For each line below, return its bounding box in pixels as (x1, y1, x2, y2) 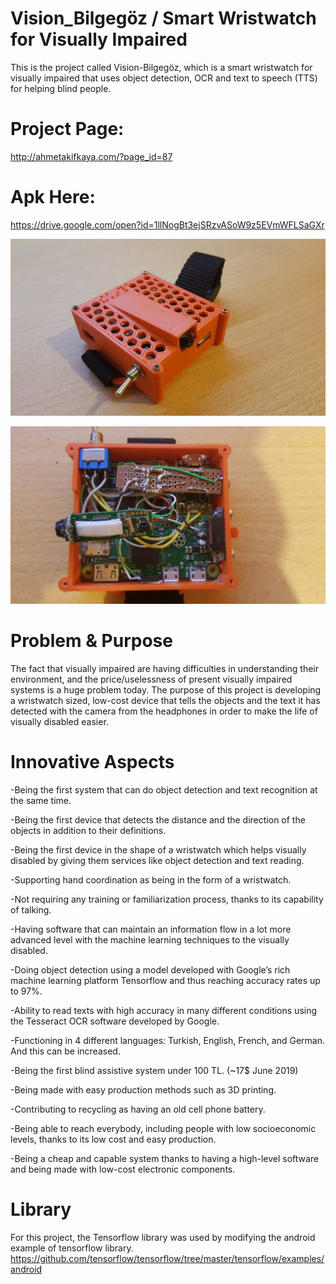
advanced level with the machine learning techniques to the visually (10, 933, 290, 946)
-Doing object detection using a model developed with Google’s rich (10, 963, 291, 976)
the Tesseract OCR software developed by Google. (10, 1015, 220, 1027)
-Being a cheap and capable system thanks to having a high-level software (10, 1152, 320, 1164)
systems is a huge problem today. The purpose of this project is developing (10, 683, 322, 696)
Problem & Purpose (10, 630, 173, 652)
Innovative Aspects (10, 750, 175, 773)
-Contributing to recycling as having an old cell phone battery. (10, 1103, 266, 1115)
